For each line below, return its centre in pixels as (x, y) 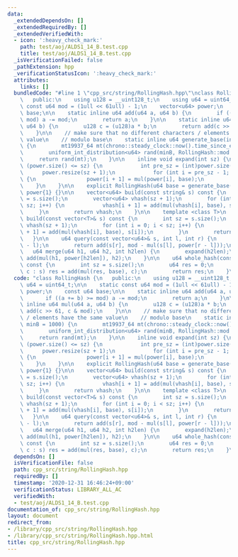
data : (15, 14)
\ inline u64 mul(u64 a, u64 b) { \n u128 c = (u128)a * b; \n (123, 305)
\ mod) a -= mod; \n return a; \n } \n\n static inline (120, 119)
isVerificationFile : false (53, 463)
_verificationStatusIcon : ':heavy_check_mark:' (85, 73)
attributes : (32, 80)
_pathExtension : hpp (44, 67)
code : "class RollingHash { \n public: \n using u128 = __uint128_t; (123, 278)
